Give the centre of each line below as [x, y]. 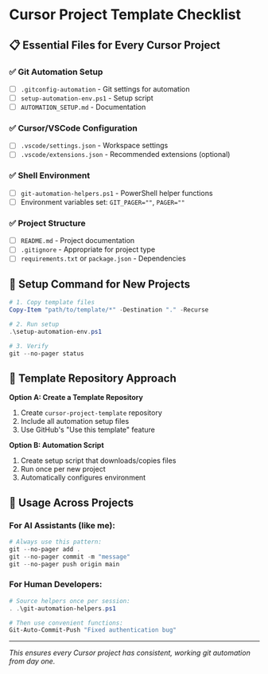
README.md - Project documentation [78, 241]
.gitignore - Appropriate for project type [88, 249]
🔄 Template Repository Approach [93, 378]
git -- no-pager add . [45, 549]
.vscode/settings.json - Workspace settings [94, 146]
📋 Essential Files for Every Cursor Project [115, 45]
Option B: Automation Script [56, 445]
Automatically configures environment [83, 478]
